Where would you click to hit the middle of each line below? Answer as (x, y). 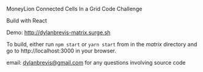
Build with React (27, 20)
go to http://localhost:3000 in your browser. (61, 51)
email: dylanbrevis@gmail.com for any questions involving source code (96, 63)
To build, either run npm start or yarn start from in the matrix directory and (102, 44)
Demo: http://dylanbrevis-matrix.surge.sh (59, 32)
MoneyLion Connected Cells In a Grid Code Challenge (74, 9)
